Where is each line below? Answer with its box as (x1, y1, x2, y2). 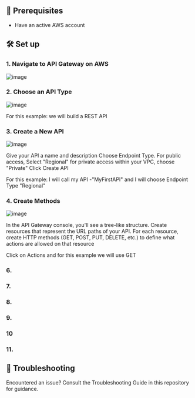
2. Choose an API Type (6, 88, 72, 96)
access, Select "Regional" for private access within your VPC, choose (6, 158, 175, 165)
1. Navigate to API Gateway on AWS (6, 60, 109, 68)
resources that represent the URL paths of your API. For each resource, (6, 228, 179, 235)
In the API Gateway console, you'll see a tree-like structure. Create (6, 222, 167, 229)
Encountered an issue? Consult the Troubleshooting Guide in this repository (6, 379, 189, 386)
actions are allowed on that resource (6, 240, 95, 248)
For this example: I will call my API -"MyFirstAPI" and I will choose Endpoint (6, 176, 188, 183)
